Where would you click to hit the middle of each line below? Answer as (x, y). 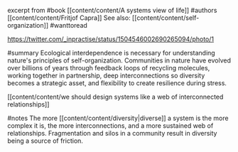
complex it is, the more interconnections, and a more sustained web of (110, 126)
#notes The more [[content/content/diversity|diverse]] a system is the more (118, 118)
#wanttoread (68, 25)
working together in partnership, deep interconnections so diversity (106, 75)
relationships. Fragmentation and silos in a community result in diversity (112, 133)
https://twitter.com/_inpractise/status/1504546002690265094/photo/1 (111, 39)
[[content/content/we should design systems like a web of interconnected (115, 97)
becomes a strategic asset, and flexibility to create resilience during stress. (117, 83)
